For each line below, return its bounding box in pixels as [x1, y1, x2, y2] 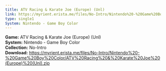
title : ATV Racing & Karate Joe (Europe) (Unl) [5, 7, 105, 12]
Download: [5, 50, 28, 56]
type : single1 [5, 16, 35, 21]
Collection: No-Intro [5, 45, 47, 50]
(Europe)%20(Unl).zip [5, 60, 50, 66]
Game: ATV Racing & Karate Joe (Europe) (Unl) [5, 34, 101, 40]
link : [5, 12, 16, 17]
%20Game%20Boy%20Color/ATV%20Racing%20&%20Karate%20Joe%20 [5, 55, 161, 61]
